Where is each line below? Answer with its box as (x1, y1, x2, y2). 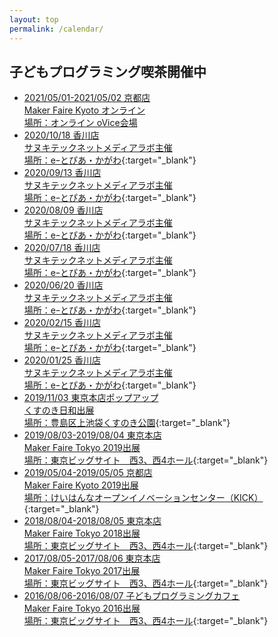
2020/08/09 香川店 (23, 204, 104, 216)
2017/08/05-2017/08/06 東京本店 (23, 552, 161, 565)
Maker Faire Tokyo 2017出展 (23, 565, 141, 577)
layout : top (9, 14, 59, 25)
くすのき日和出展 (23, 404, 95, 416)
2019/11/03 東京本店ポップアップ (23, 392, 159, 404)
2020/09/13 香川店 (23, 167, 102, 179)
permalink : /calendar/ (9, 24, 104, 34)
